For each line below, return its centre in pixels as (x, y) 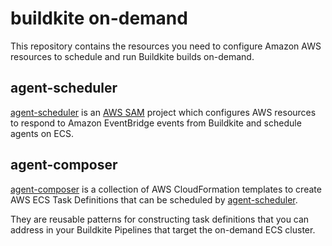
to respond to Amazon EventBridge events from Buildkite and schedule (156, 123)
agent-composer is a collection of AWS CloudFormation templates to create (166, 189)
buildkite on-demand (99, 18)
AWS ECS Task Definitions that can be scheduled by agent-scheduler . (154, 199)
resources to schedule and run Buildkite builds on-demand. (132, 56)
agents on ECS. (42, 133)
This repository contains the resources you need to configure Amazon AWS (166, 46)
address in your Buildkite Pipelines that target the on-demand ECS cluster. (163, 229)
